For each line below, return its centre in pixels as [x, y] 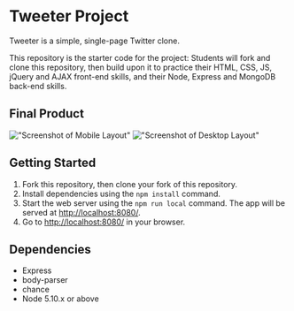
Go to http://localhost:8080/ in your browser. [104, 222]
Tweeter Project [69, 16]
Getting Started [53, 163]
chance [36, 290]
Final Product [46, 114]
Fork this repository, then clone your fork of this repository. [129, 184]
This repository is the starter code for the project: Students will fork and [140, 57]
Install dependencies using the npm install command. [121, 193]
